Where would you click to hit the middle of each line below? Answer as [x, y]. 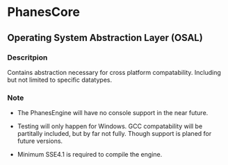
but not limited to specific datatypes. [60, 80]
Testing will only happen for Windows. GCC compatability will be [110, 126]
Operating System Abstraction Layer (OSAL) [105, 38]
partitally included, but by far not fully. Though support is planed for [114, 134]
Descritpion [27, 58]
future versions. [40, 141]
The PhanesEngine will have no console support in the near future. [113, 113]
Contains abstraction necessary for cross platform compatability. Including [114, 72]
